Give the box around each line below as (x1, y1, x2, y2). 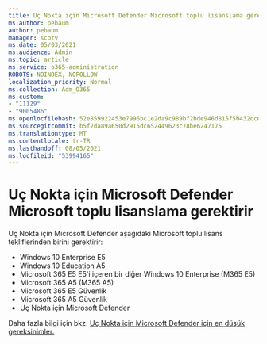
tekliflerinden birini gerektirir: (8, 237, 103, 247)
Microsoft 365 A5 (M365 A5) (19, 278, 114, 288)
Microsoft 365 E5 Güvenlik (19, 286, 107, 296)
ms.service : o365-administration (8, 63, 119, 71)
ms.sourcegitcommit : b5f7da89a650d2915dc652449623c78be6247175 (8, 122, 222, 130)
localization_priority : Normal (8, 78, 112, 86)
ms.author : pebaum (8, 19, 69, 27)
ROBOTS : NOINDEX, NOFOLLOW (8, 71, 98, 78)
